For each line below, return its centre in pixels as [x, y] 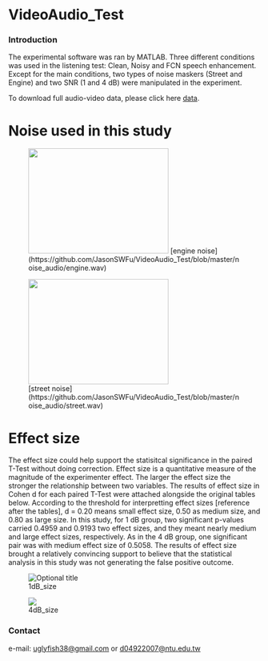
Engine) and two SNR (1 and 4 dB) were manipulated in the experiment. [125, 83]
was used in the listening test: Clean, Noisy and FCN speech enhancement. [132, 66]
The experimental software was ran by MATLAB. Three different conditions [132, 57]
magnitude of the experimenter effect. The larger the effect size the [120, 478]
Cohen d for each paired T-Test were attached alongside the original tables [132, 494]
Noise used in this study [90, 131]
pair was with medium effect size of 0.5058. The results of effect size [123, 546]
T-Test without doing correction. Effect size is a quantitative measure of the [132, 469]
